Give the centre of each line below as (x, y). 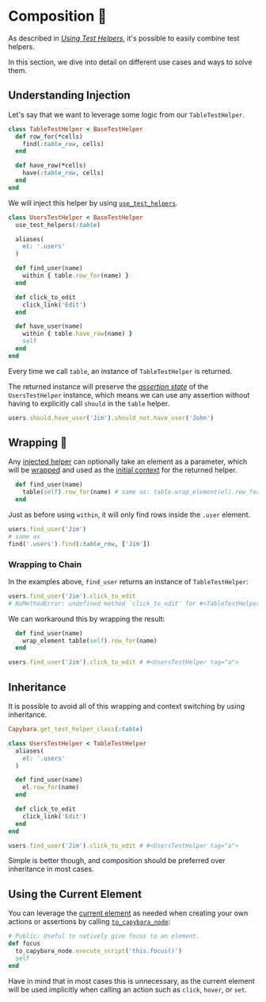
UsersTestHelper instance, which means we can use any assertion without (129, 395)
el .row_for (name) (51, 788)
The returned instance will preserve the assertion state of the (108, 386)
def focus (25, 944)
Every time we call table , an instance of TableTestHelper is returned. (120, 371)
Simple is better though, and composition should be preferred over (117, 861)
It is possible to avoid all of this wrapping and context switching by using (127, 707)
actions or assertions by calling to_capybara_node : (89, 922)
